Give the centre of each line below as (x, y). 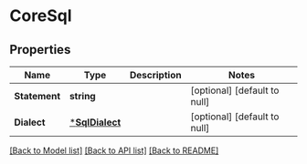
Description (155, 75)
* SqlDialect (95, 122)
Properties (40, 50)
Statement (37, 96)
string (82, 96)
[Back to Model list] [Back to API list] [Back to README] (114, 150)
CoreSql (41, 16)
